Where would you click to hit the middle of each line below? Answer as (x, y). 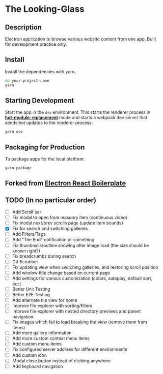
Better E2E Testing (31, 294)
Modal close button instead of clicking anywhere (61, 361)
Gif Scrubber (25, 261)
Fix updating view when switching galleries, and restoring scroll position (85, 267)
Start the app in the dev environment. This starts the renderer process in (78, 112)
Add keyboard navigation (38, 366)
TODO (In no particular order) (51, 200)
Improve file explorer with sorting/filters (52, 306)
